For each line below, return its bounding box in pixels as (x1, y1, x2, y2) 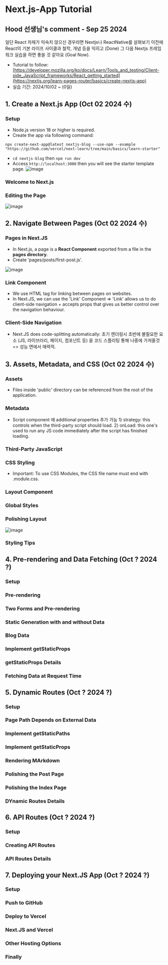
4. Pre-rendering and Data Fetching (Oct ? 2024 (5, 555, 157, 563)
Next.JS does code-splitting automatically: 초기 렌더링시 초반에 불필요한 (12, 331, 158, 337)
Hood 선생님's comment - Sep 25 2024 (5, 25, 127, 33)
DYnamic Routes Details (5, 797, 65, 804)
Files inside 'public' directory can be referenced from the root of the (12, 387, 153, 393)
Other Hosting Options (5, 940, 62, 947)
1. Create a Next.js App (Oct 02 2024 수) (5, 100, 132, 109)
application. (12, 392, 37, 398)
